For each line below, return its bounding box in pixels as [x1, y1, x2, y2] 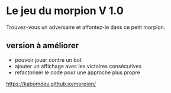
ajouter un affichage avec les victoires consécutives [14, 62, 142, 69]
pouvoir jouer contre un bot [14, 56, 82, 63]
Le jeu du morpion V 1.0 [6, 4, 124, 18]
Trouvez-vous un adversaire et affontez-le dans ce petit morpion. [6, 24, 166, 31]
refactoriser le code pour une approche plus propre [14, 69, 141, 76]
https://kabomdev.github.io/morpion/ [6, 80, 96, 87]
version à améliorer [6, 41, 79, 51]
